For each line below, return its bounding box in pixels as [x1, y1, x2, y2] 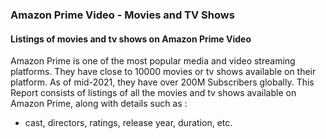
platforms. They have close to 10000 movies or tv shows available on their [10, 66, 317, 78]
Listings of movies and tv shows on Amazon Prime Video [10, 33, 252, 45]
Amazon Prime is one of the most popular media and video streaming [10, 55, 296, 67]
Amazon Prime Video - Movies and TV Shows [10, 8, 235, 22]
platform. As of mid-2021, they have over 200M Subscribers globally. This [10, 76, 315, 88]
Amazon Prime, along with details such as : [10, 98, 188, 110]
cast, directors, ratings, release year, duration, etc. [24, 117, 233, 129]
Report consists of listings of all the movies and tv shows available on [10, 87, 297, 99]
